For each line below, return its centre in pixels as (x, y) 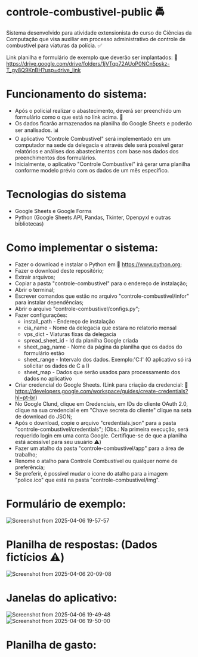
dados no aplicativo (48, 378)
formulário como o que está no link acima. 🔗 (69, 117)
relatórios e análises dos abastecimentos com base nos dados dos (97, 151)
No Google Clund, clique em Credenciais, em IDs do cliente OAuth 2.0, (101, 403)
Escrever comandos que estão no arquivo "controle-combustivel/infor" (102, 296)
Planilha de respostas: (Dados (82, 545)
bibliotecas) (29, 223)
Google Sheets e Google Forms (53, 211)
